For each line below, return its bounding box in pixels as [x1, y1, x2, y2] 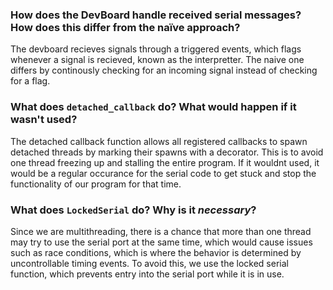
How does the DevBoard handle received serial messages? [10, 8, 302, 22]
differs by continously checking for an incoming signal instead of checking [10, 64, 318, 77]
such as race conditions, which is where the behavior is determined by [10, 246, 302, 258]
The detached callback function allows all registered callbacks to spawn [10, 135, 308, 147]
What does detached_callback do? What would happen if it [10, 100, 297, 114]
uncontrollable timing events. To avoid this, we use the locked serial [10, 257, 289, 269]
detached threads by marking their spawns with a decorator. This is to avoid [10, 146, 324, 158]
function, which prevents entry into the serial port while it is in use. [10, 268, 285, 280]
